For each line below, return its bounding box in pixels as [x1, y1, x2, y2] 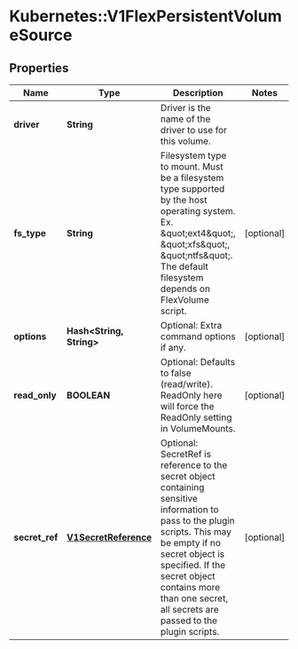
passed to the [160, 614, 218, 627]
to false [160, 367, 192, 379]
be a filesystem [160, 171, 224, 184]
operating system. [160, 205, 236, 217]
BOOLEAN [66, 389, 111, 401]
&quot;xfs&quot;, [160, 238, 231, 250]
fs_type [13, 227, 47, 239]
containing [160, 481, 205, 494]
